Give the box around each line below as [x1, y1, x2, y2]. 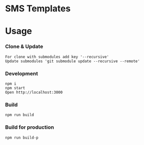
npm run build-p [5, 135, 38, 140]
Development [5, 70, 38, 77]
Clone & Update [5, 43, 43, 50]
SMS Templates [5, 3, 71, 14]
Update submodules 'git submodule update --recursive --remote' [5, 59, 140, 64]
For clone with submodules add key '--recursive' [5, 54, 109, 59]
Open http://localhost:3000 [5, 90, 63, 95]
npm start [5, 85, 26, 90]
